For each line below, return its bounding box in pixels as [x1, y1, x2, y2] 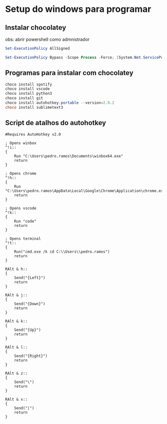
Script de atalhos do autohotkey [5, 119, 106, 127]
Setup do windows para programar [5, 3, 152, 15]
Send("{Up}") [14, 327, 41, 332]
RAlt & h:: [5, 267, 28, 272]
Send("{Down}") [14, 301, 46, 306]
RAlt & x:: [5, 397, 28, 402]
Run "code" [14, 218, 37, 224]
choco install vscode [5, 86, 50, 91]
